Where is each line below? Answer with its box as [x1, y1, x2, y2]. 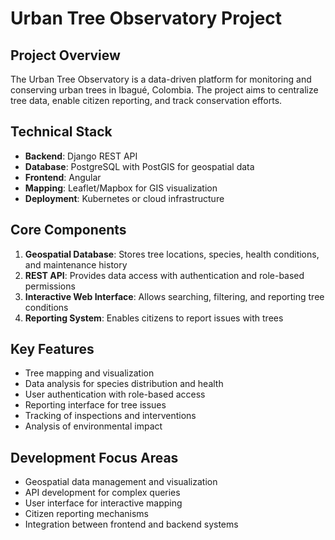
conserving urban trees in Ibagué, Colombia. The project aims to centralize [10, 84, 319, 96]
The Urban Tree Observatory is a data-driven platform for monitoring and [10, 73, 312, 85]
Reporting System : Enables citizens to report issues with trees [24, 312, 284, 324]
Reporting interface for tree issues [24, 399, 167, 411]
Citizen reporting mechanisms [24, 508, 149, 520]
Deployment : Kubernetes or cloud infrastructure [24, 192, 225, 204]
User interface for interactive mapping [24, 497, 183, 509]
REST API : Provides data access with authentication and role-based [24, 269, 305, 281]
